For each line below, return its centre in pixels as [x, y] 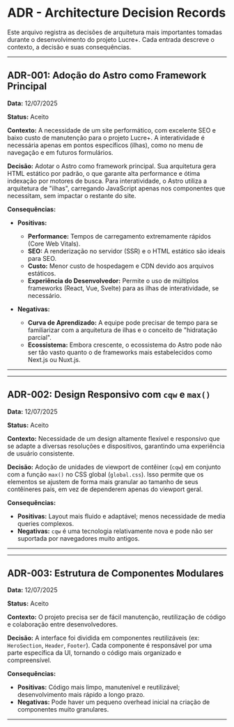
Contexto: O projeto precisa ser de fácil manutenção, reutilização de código [117, 617]
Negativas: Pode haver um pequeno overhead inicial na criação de [114, 702]
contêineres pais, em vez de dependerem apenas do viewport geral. [105, 489]
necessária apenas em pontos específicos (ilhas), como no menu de [105, 145]
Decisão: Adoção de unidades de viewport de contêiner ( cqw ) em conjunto [114, 467]
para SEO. [42, 258]
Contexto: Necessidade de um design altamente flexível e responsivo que [114, 438]
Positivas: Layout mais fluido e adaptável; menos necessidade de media [121, 516]
